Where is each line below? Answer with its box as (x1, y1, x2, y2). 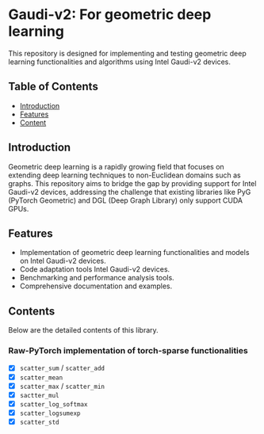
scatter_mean (19, 374, 63, 382)
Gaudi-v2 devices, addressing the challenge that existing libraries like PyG (8, 187, 251, 196)
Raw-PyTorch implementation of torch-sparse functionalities (8, 345, 248, 356)
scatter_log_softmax (19, 400, 88, 409)
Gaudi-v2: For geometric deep (8, 6, 212, 24)
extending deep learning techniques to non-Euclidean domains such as (8, 170, 241, 180)
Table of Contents (8, 80, 99, 93)
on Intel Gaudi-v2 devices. (19, 256, 106, 266)
